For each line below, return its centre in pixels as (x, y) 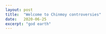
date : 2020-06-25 (26, 19)
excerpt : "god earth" (28, 24)
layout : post (19, 10)
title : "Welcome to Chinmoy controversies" (53, 14)
